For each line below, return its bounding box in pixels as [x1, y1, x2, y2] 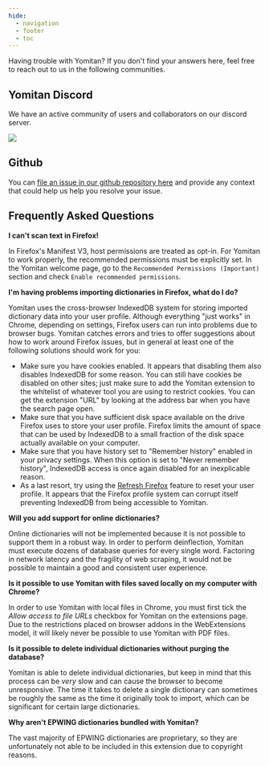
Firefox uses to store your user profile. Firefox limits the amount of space [19, 421, 261, 430]
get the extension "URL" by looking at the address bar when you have [19, 395, 251, 405]
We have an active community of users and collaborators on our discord [8, 109, 247, 119]
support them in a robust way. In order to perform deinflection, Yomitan [8, 537, 244, 547]
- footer [15, 26, 45, 35]
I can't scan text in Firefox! [8, 230, 99, 240]
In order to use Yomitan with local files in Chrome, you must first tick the [8, 602, 247, 612]
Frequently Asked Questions [8, 210, 155, 223]
